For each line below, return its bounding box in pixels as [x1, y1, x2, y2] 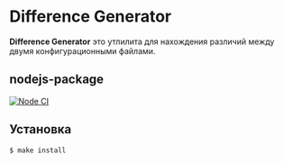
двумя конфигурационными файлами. [9, 45, 156, 56]
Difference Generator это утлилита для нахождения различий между [9, 36, 275, 47]
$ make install [9, 146, 67, 155]
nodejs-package [9, 72, 105, 87]
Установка [9, 122, 72, 137]
